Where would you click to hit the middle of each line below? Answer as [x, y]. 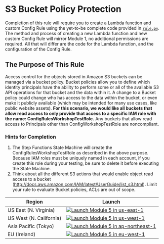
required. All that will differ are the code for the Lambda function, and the [80, 44]
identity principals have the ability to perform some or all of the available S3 [82, 87]
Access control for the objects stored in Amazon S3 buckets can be [74, 76]
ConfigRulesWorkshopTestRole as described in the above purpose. [80, 153]
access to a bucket [32, 179]
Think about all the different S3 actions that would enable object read [82, 174]
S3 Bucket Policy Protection [63, 9]
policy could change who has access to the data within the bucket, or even [81, 98]
